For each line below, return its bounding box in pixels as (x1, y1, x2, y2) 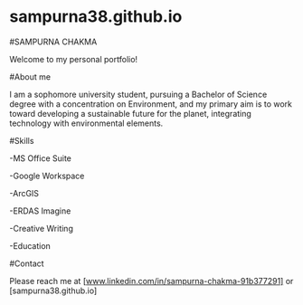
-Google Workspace (9, 170, 85, 181)
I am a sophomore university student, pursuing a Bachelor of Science (9, 89, 268, 100)
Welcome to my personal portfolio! (9, 53, 138, 64)
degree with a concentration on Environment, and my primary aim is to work (9, 98, 292, 110)
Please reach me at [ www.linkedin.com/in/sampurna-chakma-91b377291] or (9, 275, 294, 286)
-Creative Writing (9, 223, 74, 234)
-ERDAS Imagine (9, 205, 71, 216)
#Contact (9, 258, 44, 269)
